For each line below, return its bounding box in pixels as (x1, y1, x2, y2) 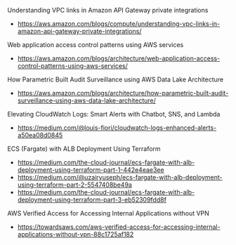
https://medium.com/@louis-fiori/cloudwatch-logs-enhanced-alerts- (17, 124, 217, 132)
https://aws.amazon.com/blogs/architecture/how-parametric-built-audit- (17, 89, 229, 97)
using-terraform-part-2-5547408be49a (17, 180, 132, 189)
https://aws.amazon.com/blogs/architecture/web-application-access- (17, 54, 221, 62)
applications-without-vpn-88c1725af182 (17, 230, 134, 238)
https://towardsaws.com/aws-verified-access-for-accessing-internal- (17, 223, 221, 231)
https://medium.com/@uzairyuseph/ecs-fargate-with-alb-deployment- (17, 173, 223, 181)
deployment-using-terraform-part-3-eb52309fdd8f (17, 196, 167, 204)
